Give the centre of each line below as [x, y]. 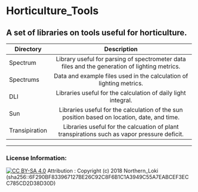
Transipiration [28, 130]
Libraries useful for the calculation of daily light [121, 93]
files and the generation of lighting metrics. [121, 66]
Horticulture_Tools [52, 11]
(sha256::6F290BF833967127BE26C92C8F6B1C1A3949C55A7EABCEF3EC [98, 177]
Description [121, 49]
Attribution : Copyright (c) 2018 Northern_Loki [103, 171]
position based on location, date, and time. [121, 117]
